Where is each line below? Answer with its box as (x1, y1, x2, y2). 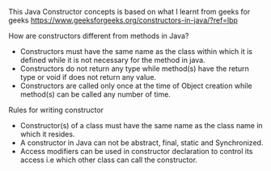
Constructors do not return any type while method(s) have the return (19, 64, 249, 73)
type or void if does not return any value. (19, 73, 156, 81)
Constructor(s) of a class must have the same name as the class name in (19, 121, 263, 130)
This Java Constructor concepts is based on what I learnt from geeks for (8, 7, 251, 16)
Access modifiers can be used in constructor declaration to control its (19, 147, 253, 156)
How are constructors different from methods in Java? (8, 31, 189, 40)
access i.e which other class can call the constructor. (19, 155, 198, 165)
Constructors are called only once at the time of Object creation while (19, 81, 252, 90)
